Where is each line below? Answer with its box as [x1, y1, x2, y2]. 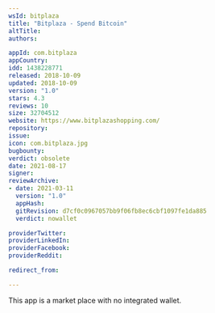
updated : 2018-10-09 [8, 78, 78, 87]
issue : [8, 132, 31, 140]
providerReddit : [8, 252, 63, 260]
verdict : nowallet [15, 214, 78, 222]
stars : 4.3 [8, 94, 45, 102]
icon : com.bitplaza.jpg [8, 139, 89, 147]
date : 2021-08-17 [8, 162, 67, 170]
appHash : [15, 199, 45, 207]
